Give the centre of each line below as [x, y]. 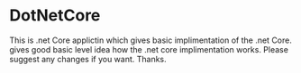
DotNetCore [55, 16]
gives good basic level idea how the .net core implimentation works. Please [149, 49]
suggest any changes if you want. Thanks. [88, 59]
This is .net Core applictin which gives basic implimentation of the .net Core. [151, 40]
